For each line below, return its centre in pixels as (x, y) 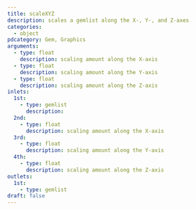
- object (26, 33)
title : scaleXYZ (31, 14)
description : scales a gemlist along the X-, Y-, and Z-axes (98, 20)
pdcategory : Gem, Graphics (47, 40)
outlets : (20, 176)
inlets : (19, 92)
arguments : (23, 46)
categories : (24, 27)
